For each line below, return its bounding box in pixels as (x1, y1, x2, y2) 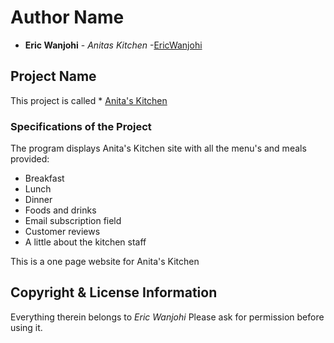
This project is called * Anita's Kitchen (10, 94, 168, 106)
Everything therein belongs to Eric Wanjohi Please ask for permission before (10, 311, 325, 323)
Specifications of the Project (10, 119, 152, 133)
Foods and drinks (24, 204, 97, 216)
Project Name (10, 68, 97, 85)
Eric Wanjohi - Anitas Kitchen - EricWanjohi (24, 39, 203, 51)
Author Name (10, 6, 125, 29)
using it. (10, 321, 43, 333)
